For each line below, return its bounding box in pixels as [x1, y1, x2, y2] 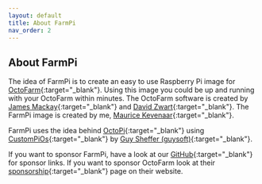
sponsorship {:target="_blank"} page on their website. [8, 167, 183, 176]
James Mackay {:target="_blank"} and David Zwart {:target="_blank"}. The [8, 102, 249, 112]
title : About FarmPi [8, 19, 77, 27]
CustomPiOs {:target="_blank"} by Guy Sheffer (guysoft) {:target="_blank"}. [8, 134, 252, 144]
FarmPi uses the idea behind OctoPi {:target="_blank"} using [8, 126, 205, 136]
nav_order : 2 [8, 26, 52, 34]
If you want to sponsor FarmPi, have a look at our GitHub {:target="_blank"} [8, 150, 253, 159]
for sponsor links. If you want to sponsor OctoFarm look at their [8, 158, 216, 167]
